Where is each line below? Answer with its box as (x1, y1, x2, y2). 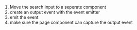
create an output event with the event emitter (9, 9, 100, 15)
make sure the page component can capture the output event (9, 19, 133, 25)
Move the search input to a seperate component (9, 4, 106, 10)
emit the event (9, 15, 39, 20)
